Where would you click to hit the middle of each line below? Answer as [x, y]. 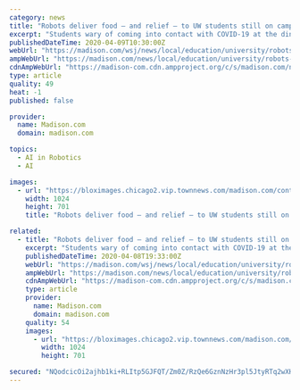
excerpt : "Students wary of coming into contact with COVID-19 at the [143, 34]
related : [25, 232]
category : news [37, 17]
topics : [24, 149]
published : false [42, 100]
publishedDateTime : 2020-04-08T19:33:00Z [103, 256]
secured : [25, 372]
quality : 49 [31, 84]
